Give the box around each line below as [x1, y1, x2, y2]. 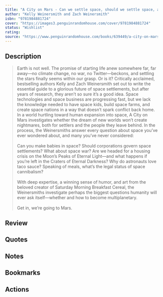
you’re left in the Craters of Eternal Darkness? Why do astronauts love [16, 158, 157, 164]
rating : [5, 30, 21, 35]
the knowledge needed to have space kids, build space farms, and [16, 101, 150, 107]
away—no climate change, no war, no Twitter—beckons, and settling [16, 70, 154, 76]
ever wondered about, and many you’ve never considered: [16, 132, 134, 138]
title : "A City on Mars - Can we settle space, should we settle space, [5, 7, 155, 12]
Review [5, 219, 28, 227]
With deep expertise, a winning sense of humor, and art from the [16, 179, 147, 185]
